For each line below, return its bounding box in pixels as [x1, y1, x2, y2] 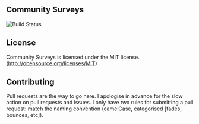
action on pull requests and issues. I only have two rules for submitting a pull [6, 99, 194, 106]
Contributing [6, 77, 55, 87]
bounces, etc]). [6, 112, 43, 119]
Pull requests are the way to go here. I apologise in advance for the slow [6, 93, 183, 100]
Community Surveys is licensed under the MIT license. [6, 53, 140, 61]
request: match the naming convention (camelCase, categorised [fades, [6, 105, 182, 112]
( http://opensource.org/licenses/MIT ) [6, 59, 97, 67]
